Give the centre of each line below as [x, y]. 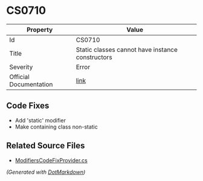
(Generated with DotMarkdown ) [46, 172]
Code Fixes [28, 106]
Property [40, 30]
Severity [21, 67]
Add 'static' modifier [40, 120]
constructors [94, 57]
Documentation [31, 84]
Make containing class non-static [56, 127]
